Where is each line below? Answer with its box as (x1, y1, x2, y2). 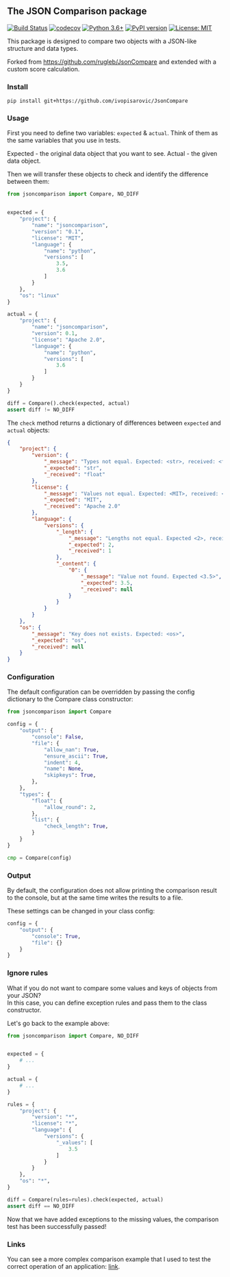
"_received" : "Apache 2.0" (43, 503, 121, 510)
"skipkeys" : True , (43, 772, 97, 779)
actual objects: (7, 425, 50, 434)
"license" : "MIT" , (31, 235, 84, 242)
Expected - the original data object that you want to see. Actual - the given (7, 150, 218, 158)
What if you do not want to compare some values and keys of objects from (7, 984, 218, 992)
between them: (7, 178, 50, 186)
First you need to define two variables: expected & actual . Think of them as (7, 129, 218, 137)
